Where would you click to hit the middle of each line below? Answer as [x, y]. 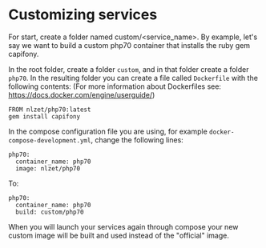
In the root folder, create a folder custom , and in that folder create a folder [129, 69]
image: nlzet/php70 [48, 168]
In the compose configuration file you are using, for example [108, 131]
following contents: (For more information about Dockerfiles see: [115, 86]
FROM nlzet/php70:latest [50, 110]
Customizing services [83, 15]
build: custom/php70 [50, 212]
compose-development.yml [50, 140]
